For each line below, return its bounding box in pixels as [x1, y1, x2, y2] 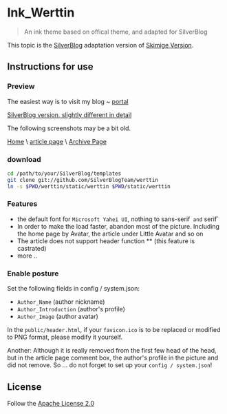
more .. [17, 251, 38, 260]
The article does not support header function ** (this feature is [17, 236, 195, 245]
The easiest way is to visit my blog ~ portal [7, 97, 129, 105]
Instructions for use [7, 61, 94, 73]
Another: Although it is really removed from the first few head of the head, [7, 346, 217, 355]
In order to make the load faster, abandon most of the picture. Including [17, 222, 220, 230]
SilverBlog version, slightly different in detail [7, 110, 132, 118]
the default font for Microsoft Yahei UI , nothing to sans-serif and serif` [17, 215, 219, 223]
